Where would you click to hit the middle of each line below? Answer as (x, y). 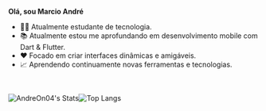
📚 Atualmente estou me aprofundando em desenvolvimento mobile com (139, 36)
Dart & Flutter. (43, 47)
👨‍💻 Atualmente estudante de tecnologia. (86, 27)
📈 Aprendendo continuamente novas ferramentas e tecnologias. (126, 64)
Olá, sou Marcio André (46, 11)
